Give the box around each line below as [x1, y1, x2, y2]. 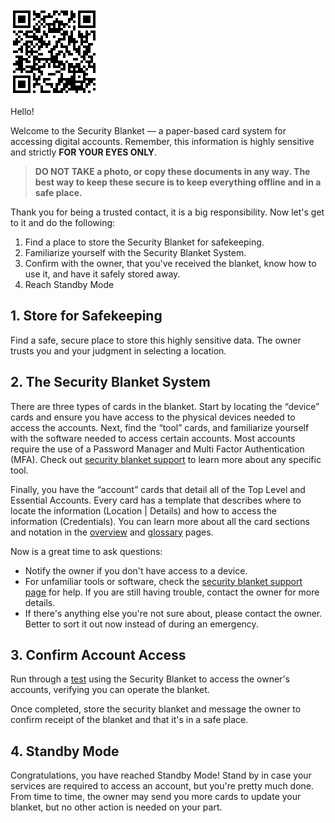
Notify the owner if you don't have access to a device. [24, 564, 248, 577]
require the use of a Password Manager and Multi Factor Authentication [10, 443, 305, 455]
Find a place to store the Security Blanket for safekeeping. [24, 236, 265, 248]
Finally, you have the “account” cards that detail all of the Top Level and [10, 483, 306, 495]
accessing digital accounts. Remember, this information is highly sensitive [10, 136, 315, 147]
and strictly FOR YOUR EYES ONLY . [10, 146, 158, 158]
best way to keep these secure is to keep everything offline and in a [34, 176, 322, 188]
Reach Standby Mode [24, 279, 115, 290]
